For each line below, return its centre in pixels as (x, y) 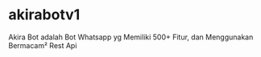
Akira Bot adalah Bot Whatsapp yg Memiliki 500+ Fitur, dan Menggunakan (131, 37)
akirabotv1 (44, 15)
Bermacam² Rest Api (43, 45)
